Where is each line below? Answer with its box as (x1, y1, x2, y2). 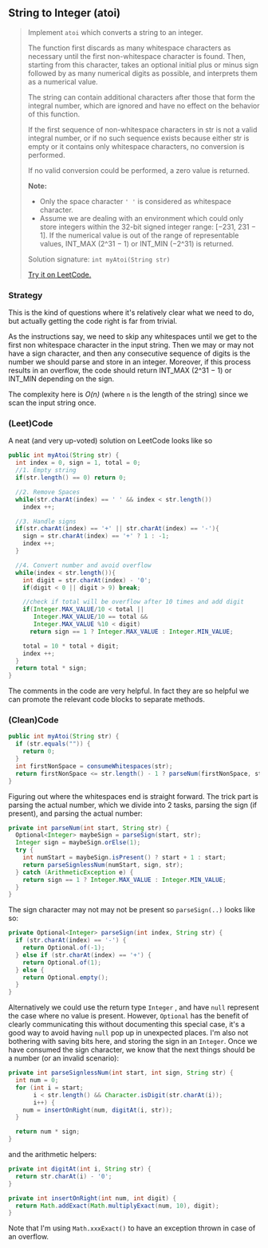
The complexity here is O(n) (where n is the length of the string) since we (8, 390, 249, 400)
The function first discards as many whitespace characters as (27, 43, 231, 53)
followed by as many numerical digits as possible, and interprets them (27, 68, 258, 78)
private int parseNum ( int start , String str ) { (8, 824, 170, 832)
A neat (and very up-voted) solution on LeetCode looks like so (8, 436, 213, 446)
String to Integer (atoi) (8, 6, 121, 20)
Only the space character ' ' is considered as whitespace (39, 196, 232, 206)
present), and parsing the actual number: (8, 809, 144, 818)
